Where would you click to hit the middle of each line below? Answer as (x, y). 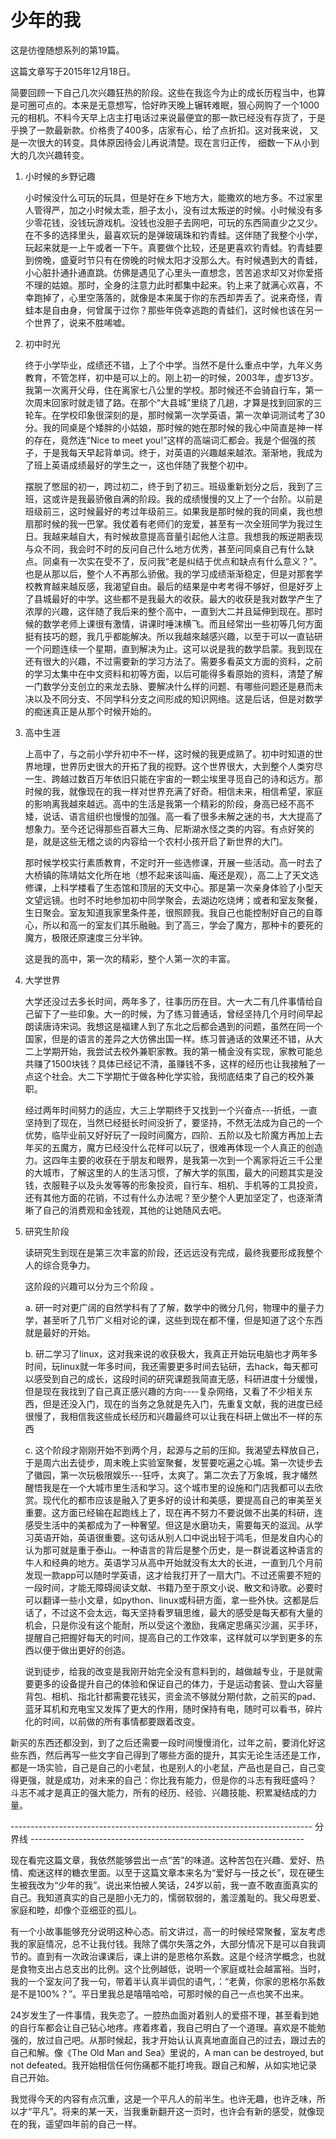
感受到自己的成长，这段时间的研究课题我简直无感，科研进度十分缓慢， (178, 1378)
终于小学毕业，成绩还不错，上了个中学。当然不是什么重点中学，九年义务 (173, 365)
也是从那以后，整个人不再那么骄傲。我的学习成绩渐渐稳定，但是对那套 (169, 573)
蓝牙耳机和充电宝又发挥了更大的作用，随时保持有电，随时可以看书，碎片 (173, 1708)
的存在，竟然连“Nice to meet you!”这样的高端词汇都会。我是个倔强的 (166, 440)
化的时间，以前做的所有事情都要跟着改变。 (112, 1721)
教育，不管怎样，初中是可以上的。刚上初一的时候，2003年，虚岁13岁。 (171, 377)
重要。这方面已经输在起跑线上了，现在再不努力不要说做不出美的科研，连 (173, 1512)
